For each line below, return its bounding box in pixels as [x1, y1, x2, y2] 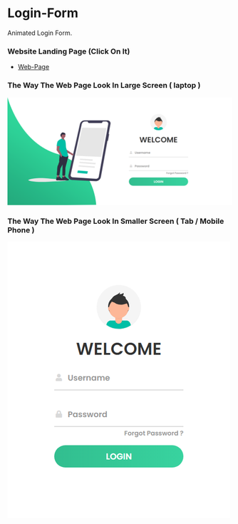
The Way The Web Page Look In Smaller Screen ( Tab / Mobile [7, 216, 224, 226]
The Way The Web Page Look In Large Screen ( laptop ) [7, 81, 201, 91]
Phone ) [7, 225, 35, 235]
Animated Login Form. [7, 29, 73, 37]
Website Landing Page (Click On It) [7, 46, 130, 56]
